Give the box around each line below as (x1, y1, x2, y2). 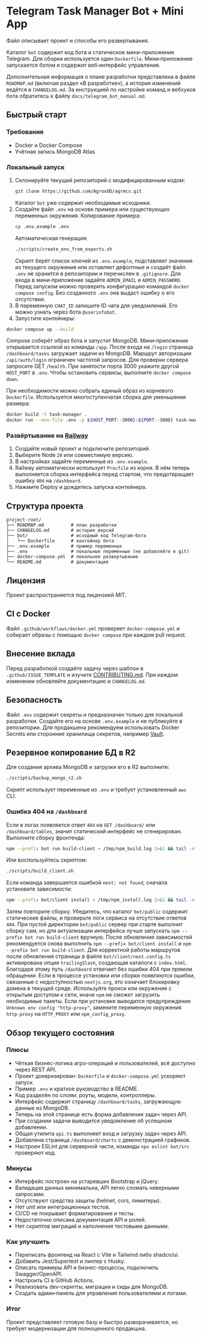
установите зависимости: (6, 885, 72, 892)
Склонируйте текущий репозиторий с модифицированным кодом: (14, 176, 185, 184)
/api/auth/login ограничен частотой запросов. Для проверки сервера (6, 356, 188, 364)
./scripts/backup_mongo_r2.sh (6, 775, 82, 781)
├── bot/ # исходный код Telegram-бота (6, 533, 147, 539)
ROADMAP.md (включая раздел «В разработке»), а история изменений (6, 79, 181, 87)
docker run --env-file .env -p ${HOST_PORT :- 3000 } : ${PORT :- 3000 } (6, 417, 173, 423)
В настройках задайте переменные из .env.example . (14, 458, 148, 465)
